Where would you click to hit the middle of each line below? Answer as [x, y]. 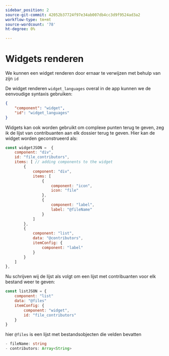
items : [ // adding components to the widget [64, 162]
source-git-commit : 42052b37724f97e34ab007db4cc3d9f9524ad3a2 [73, 15]
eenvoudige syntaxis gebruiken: [39, 94]
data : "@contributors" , [58, 238]
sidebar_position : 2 [27, 10]
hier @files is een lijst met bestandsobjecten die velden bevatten [74, 334]
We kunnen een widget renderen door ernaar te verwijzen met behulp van [83, 73]
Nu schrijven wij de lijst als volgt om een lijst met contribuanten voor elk [81, 277]
